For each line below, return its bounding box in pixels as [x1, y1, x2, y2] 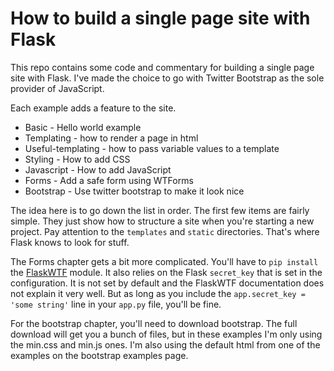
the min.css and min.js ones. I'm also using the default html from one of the [10, 338, 321, 351]
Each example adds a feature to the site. [10, 102, 177, 114]
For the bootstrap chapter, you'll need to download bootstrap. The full [10, 317, 298, 329]
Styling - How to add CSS [24, 153, 131, 165]
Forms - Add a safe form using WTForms [24, 174, 194, 186]
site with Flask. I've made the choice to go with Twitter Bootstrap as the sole [10, 72, 325, 84]
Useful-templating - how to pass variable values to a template [24, 142, 280, 154]
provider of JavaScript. [10, 82, 105, 94]
